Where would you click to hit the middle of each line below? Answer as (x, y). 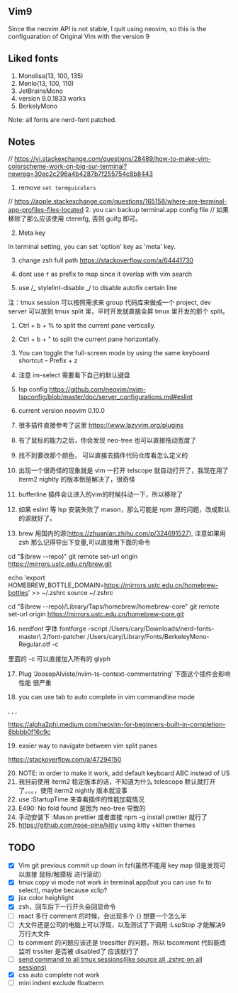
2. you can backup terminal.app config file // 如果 (157, 210)
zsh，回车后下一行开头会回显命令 (67, 906)
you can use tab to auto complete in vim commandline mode (107, 697)
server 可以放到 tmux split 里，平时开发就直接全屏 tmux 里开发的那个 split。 (118, 311)
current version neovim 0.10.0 (61, 411)
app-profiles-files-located (46, 210)
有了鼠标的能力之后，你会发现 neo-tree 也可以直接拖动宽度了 (107, 440)
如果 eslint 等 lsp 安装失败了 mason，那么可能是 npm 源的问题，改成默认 (124, 509)
